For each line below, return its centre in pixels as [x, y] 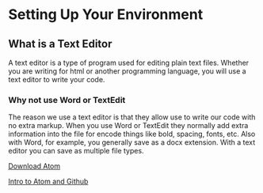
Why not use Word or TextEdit [67, 100]
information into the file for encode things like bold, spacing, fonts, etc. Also [132, 134]
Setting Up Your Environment [106, 15]
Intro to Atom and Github [48, 182]
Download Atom [34, 166]
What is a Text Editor [60, 44]
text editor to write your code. [57, 79]
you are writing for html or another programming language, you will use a [128, 71]
